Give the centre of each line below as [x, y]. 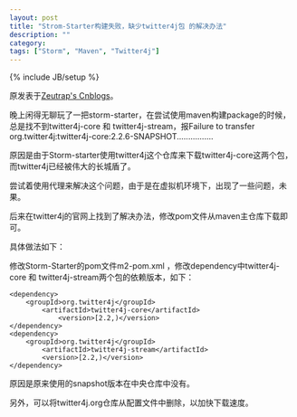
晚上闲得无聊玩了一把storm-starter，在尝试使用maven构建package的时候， [150, 115]
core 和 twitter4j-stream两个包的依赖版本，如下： [102, 278]
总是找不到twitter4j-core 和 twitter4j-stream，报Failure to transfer [132, 127]
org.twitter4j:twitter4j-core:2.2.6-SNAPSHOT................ [112, 137]
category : [28, 43]
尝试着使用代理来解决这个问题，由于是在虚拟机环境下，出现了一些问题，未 [148, 185]
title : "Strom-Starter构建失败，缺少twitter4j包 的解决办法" [118, 26]
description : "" [40, 34]
